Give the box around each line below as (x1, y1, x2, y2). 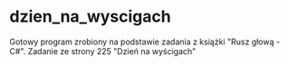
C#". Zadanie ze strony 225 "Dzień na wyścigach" (9, 45, 197, 56)
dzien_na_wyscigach (9, 6, 171, 27)
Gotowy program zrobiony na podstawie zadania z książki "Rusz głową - (9, 36, 281, 47)
